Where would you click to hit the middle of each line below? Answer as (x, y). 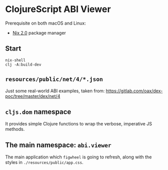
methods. (15, 129)
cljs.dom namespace (38, 112)
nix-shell (16, 60)
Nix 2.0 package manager (39, 33)
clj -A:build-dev (23, 64)
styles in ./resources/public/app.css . (44, 162)
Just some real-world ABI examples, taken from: (55, 91)
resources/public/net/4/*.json (54, 79)
